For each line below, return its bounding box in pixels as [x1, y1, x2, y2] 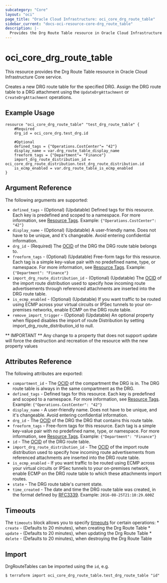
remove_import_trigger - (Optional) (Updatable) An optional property [12, 312, 154, 318]
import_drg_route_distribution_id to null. [12, 322, 94, 328]
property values [5, 343, 38, 349]
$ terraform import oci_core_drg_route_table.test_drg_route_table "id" [5, 573, 160, 578]
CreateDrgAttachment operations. [5, 94, 72, 100]
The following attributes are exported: [5, 370, 83, 376]
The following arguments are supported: [5, 197, 88, 203]
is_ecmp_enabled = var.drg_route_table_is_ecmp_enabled [14, 165, 133, 170]
